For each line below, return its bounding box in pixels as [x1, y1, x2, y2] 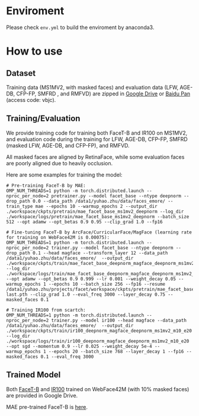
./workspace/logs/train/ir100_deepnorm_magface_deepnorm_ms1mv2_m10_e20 [6, 338, 190, 344]
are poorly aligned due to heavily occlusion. [6, 159, 113, 167]
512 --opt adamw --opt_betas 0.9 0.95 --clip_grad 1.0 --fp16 [6, 219, 163, 225]
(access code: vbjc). [6, 96, 56, 103]
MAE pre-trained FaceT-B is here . [6, 403, 88, 410]
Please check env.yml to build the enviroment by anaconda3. [6, 24, 155, 31]
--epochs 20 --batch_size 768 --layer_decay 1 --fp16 [48, 348, 184, 354]
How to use [6, 44, 63, 58]
